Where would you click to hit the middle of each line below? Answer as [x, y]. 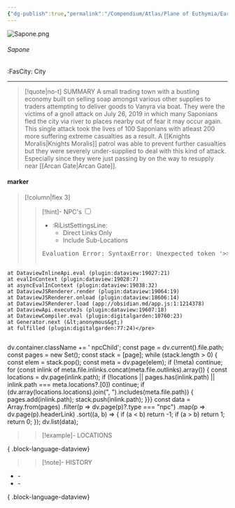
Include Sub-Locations [95, 240]
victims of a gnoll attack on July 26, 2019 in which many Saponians [121, 113]
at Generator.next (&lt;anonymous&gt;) [65, 323]
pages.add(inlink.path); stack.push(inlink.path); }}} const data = [99, 400]
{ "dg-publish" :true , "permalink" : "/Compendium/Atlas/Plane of [98, 14]
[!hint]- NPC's [62, 212]
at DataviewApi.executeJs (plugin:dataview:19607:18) [87, 310]
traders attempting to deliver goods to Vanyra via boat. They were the [124, 106]
